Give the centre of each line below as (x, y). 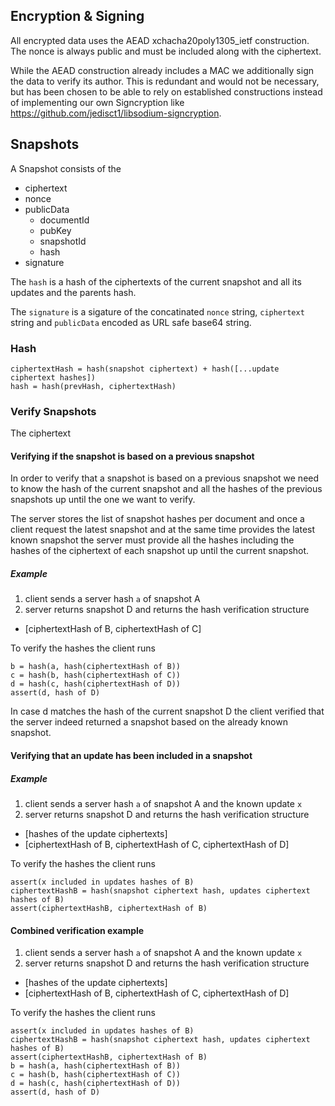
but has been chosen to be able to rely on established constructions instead (166, 91)
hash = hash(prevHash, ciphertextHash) (93, 386)
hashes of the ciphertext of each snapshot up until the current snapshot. (160, 551)
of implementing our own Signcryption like (97, 102)
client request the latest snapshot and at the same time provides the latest (163, 530)
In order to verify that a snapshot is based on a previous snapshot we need (165, 478)
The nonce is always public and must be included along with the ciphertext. (166, 51)
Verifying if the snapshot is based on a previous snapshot (132, 456)
